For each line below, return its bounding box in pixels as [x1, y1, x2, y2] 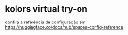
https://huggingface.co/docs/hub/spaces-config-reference [5, 24, 124, 30]
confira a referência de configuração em [5, 19, 86, 25]
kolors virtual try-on [5, 3, 88, 14]
